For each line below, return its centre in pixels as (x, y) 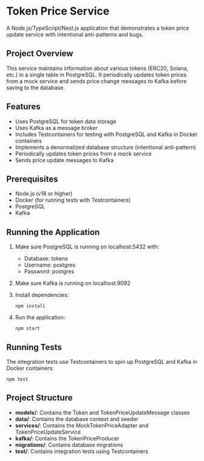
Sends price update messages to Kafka (64, 160)
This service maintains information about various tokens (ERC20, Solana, (97, 68)
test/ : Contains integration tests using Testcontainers (82, 451)
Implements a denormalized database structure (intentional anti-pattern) (105, 147)
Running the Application (53, 232)
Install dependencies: (42, 295)
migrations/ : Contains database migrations (69, 445)
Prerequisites (32, 179)
